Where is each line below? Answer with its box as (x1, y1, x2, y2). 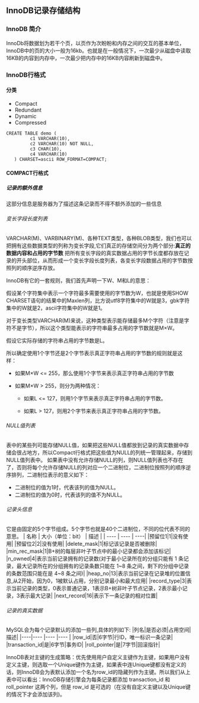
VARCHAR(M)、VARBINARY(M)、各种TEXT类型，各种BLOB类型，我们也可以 (6, 234, 192, 241)
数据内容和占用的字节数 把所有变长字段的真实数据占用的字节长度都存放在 (6, 249, 184, 256)
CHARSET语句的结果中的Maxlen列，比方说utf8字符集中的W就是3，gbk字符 (6, 297, 190, 304)
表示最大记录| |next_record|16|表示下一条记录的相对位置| (20, 592, 158, 599)
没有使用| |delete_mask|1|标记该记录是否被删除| (41, 540, 158, 547)
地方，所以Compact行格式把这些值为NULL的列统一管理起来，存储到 (26, 448, 192, 456)
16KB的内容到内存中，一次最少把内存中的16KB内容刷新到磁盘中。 (6, 54, 166, 61)
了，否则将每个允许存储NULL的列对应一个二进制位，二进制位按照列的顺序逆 (6, 463, 191, 470)
